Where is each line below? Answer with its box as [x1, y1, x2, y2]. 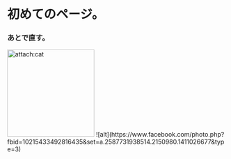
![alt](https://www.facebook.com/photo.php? [95, 130, 225, 139]
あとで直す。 [7, 33, 50, 43]
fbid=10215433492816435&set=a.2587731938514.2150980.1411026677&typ [7, 137, 225, 146]
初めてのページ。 [7, 6, 104, 22]
